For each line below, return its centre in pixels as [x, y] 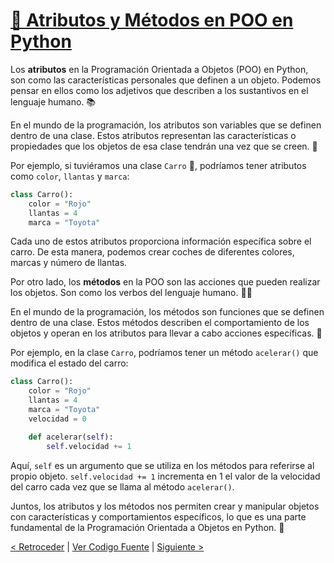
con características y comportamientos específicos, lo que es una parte [158, 516]
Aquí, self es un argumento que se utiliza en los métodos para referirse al [162, 465]
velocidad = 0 [57, 419]
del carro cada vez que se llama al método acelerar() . [122, 486]
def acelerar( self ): [71, 437]
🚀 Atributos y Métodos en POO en [152, 20]
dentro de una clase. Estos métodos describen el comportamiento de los [160, 323]
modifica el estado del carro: [69, 363]
